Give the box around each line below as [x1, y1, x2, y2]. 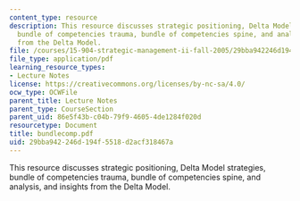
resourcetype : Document [9, 121, 98, 130]
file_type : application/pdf [9, 54, 114, 63]
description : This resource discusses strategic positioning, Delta [9, 21, 270, 30]
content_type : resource [9, 13, 98, 22]
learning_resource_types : [9, 63, 105, 72]
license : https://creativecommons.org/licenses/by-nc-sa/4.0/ [9, 80, 246, 88]
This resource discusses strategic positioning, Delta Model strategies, [9, 162, 266, 172]
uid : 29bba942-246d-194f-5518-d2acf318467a [9, 138, 174, 147]
